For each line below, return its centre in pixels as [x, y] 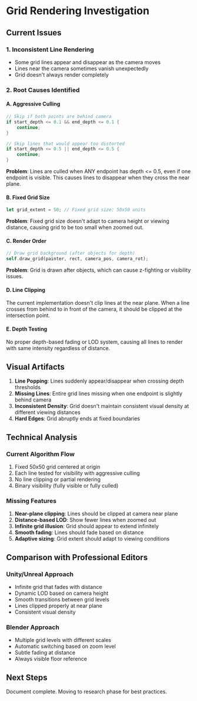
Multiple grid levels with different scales [63, 640]
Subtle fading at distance [45, 653]
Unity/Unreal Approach [40, 574]
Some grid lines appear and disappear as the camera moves [87, 62]
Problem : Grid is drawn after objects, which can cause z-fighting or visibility [98, 270]
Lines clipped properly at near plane [59, 605]
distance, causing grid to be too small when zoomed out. [75, 228]
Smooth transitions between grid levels [62, 599]
